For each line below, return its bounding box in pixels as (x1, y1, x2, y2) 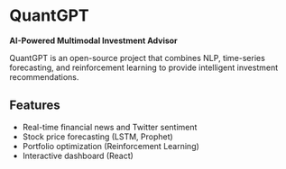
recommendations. (9, 71, 79, 82)
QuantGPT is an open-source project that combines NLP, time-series (9, 52, 266, 63)
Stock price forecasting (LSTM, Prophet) (22, 131, 173, 142)
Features (9, 98, 60, 113)
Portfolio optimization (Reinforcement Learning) (22, 140, 200, 151)
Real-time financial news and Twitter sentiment (22, 121, 198, 132)
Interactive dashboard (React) (22, 150, 134, 161)
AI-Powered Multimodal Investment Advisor (9, 35, 178, 46)
